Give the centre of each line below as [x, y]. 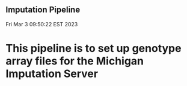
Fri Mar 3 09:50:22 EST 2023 [42, 24]
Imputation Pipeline [43, 10]
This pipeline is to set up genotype [93, 48]
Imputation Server [52, 73]
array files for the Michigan [75, 61]
